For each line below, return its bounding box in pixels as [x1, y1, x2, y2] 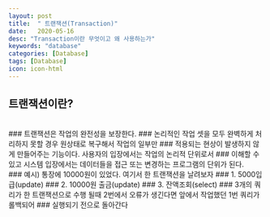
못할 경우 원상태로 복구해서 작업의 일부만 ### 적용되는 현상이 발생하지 [29, 139, 251, 149]
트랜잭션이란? [8, 97, 74, 111]
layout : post [8, 11, 53, 20]
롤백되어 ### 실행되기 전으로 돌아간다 [8, 200, 128, 210]
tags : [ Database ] [8, 58, 67, 66]
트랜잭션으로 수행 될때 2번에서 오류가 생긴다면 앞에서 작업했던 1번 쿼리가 [32, 189, 260, 199]
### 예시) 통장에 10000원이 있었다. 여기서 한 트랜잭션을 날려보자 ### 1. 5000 [8, 169, 256, 179]
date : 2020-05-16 [8, 27, 75, 35]
